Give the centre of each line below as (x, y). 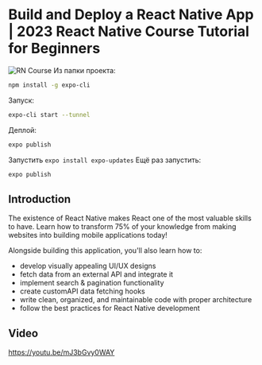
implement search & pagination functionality (92, 283)
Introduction (40, 199)
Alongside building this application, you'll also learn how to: (105, 250)
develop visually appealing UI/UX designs (88, 266)
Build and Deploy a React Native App (131, 15)
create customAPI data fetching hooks (82, 291)
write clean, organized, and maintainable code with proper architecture (136, 300)
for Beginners (54, 49)
